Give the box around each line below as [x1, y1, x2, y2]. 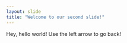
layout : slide [6, 8, 42, 15]
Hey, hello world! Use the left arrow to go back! [6, 30, 122, 37]
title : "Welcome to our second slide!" [6, 14, 105, 20]
